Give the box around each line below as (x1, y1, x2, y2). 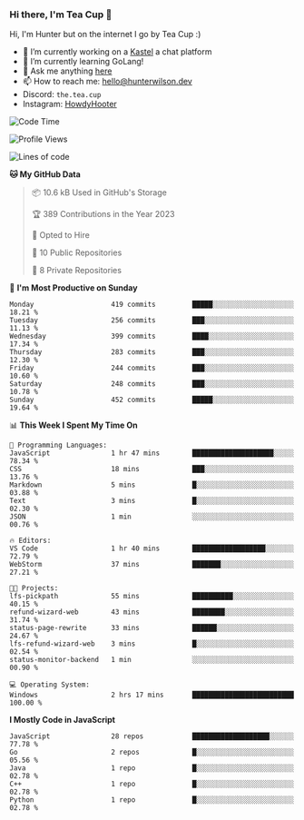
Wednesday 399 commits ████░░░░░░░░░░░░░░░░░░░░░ (9, 331, 295, 341)
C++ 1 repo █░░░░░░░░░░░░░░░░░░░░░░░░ (9, 780, 295, 789)
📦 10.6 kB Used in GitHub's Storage (31, 187, 168, 198)
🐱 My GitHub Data (9, 169, 82, 180)
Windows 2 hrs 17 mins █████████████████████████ (9, 690, 295, 700)
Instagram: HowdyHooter (22, 99, 118, 110)
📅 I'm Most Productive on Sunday (9, 282, 138, 293)
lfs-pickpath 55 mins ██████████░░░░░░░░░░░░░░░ (9, 592, 295, 601)
